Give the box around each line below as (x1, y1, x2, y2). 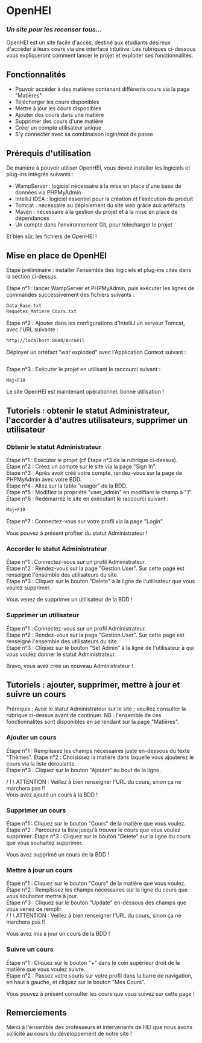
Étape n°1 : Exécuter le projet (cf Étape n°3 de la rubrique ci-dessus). (6, 457, 178, 464)
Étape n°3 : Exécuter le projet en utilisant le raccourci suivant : (6, 365, 161, 372)
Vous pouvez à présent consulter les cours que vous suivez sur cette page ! (6, 990, 195, 997)
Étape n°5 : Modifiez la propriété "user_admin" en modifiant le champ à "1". (6, 489, 193, 496)
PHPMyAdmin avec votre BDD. (6, 476, 82, 483)
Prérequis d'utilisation (6, 148, 92, 158)
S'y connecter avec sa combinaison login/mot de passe (14, 131, 153, 138)
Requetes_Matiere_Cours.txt (6, 308, 77, 314)
